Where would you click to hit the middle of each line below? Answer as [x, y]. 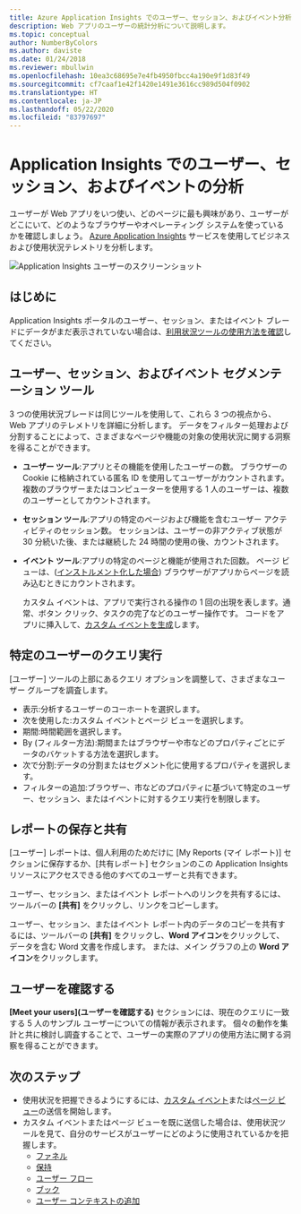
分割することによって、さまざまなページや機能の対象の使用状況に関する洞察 [150, 436]
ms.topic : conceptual [50, 34]
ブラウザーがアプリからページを [223, 572]
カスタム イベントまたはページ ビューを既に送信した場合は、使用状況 [150, 1122]
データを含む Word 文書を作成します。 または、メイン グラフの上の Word [144, 947]
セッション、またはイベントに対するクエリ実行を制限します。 [151, 798]
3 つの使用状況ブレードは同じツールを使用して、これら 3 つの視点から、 [142, 414]
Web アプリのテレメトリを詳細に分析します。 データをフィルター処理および [149, 425]
